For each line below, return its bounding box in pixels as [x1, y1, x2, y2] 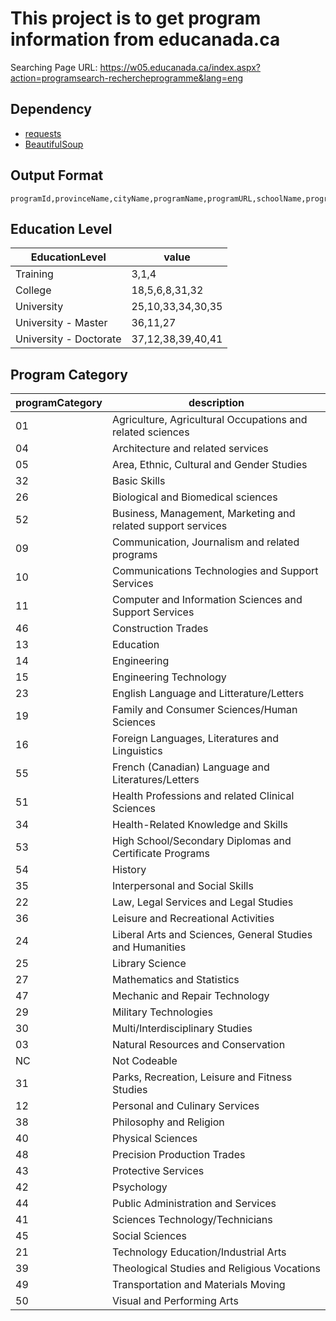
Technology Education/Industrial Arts [112, 1245, 287, 1259]
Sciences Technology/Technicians [112, 1213, 273, 1227]
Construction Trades [112, 622, 209, 636]
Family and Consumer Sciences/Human [112, 703, 298, 717]
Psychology [112, 1180, 168, 1194]
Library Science [112, 957, 187, 971]
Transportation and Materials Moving [112, 1278, 286, 1292]
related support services [112, 519, 228, 533]
